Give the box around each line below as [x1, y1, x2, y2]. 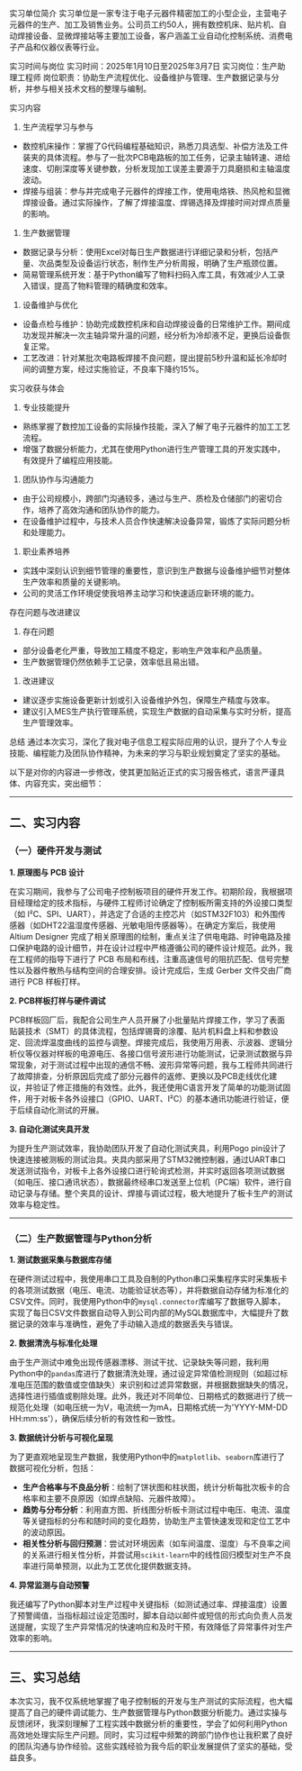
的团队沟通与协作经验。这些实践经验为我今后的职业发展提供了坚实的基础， [9, 1740, 285, 1751]
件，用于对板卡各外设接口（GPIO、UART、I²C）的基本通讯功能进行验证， [9, 1093, 281, 1103]
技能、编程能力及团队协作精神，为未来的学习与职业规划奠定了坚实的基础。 [9, 748, 285, 758]
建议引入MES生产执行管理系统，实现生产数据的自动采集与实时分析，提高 [22, 706, 292, 716]
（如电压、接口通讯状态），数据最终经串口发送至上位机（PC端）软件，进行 [9, 1176, 285, 1187]
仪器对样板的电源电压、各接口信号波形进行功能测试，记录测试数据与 [32, 1048, 285, 1058]
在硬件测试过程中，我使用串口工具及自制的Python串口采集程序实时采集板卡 [9, 1273, 288, 1284]
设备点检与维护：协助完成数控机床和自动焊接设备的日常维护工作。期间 [22, 319, 283, 329]
